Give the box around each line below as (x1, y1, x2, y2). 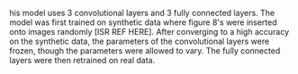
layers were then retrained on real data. (9, 55, 156, 65)
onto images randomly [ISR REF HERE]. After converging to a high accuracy (9, 27, 290, 37)
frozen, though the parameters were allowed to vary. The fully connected (9, 45, 281, 56)
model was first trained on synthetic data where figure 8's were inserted (9, 17, 277, 28)
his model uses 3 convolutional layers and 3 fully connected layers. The (9, 8, 275, 18)
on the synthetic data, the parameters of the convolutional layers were (9, 36, 270, 46)
